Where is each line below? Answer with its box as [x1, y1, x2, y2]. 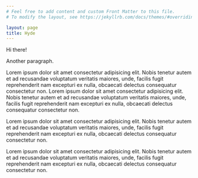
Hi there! [6, 46, 27, 53]
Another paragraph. [6, 58, 54, 65]
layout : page [6, 25, 38, 31]
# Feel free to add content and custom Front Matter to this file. [6, 8, 176, 15]
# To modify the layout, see [6, 14, 78, 20]
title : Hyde [6, 30, 35, 36]
